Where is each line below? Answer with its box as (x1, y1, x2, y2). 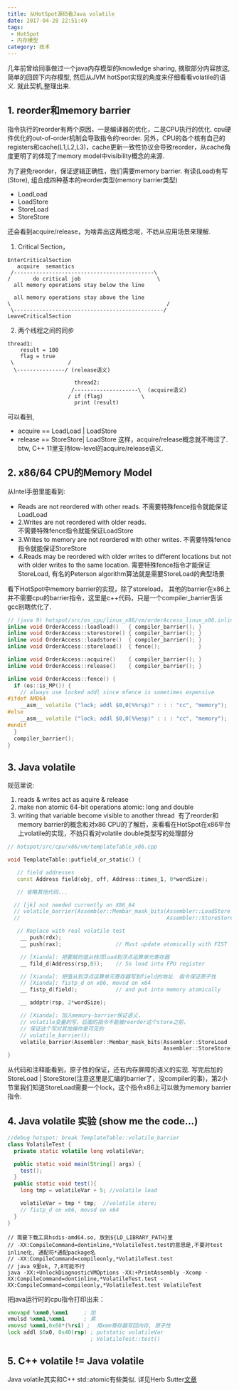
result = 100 (20, 346, 59, 353)
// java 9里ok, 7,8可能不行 (7, 1263, 85, 1270)
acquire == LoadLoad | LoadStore (17, 427, 117, 435)
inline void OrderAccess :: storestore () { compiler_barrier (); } (7, 629, 202, 637)
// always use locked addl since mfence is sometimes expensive (20, 689, 215, 696)
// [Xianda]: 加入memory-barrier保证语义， (20, 1012, 144, 1019)
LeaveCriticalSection (7, 313, 72, 320)
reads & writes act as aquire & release (17, 795, 129, 804)
